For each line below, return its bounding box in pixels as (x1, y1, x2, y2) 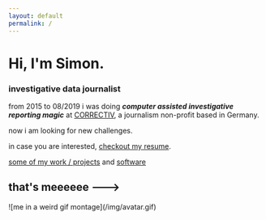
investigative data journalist (8, 82, 121, 94)
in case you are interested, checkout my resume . (8, 141, 172, 150)
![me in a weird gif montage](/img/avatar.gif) (8, 201, 157, 211)
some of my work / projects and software (8, 157, 146, 167)
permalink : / (8, 19, 53, 27)
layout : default (8, 11, 63, 20)
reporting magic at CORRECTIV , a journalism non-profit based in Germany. (8, 110, 260, 120)
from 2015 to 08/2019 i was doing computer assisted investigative (8, 101, 234, 111)
